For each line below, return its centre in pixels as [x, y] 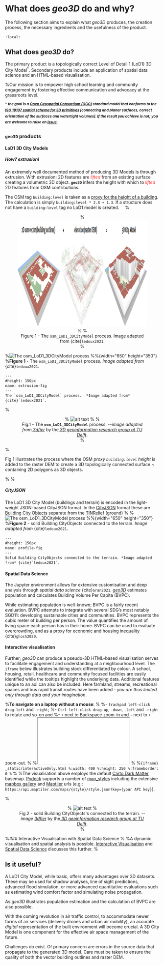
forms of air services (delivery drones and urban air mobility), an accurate [80, 921]
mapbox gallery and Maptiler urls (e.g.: [44, 784]
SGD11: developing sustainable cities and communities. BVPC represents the [82, 615]
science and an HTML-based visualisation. [48, 75]
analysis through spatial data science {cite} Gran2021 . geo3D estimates [76, 590]
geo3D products [23, 136]
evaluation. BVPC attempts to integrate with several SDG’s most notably [77, 610]
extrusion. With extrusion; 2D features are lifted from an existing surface [78, 177]
